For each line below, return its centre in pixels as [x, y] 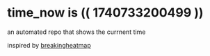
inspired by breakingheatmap [49, 45]
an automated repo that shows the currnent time [76, 32]
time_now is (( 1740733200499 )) [105, 13]
